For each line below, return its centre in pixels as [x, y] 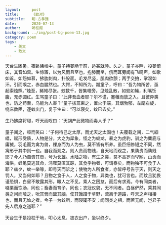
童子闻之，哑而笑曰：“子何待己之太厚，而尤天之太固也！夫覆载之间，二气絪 [82, 132]
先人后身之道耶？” [23, 206]
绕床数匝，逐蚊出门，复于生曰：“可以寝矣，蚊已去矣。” [60, 109]
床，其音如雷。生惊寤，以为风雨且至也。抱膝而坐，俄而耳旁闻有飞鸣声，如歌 [83, 72]
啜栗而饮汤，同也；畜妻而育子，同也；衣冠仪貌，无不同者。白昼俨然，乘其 [81, 187]
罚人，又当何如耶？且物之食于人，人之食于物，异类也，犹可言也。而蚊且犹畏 [83, 175]
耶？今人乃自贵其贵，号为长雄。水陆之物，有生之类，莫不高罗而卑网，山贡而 [83, 157]
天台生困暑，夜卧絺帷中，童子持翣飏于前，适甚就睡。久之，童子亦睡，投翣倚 [83, 66]
